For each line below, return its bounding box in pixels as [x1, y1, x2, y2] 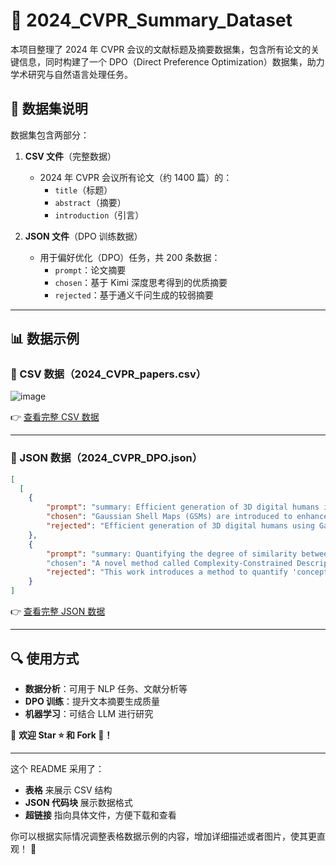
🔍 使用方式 [10, 650, 80, 667]
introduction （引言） [54, 209, 145, 221]
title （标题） [54, 184, 113, 196]
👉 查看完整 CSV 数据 [10, 411, 100, 423]
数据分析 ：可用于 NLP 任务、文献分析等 [24, 682, 188, 694]
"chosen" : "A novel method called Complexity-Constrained [46, 558, 293, 568]
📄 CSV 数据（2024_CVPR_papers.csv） [10, 367, 207, 381]
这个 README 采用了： [10, 762, 105, 774]
